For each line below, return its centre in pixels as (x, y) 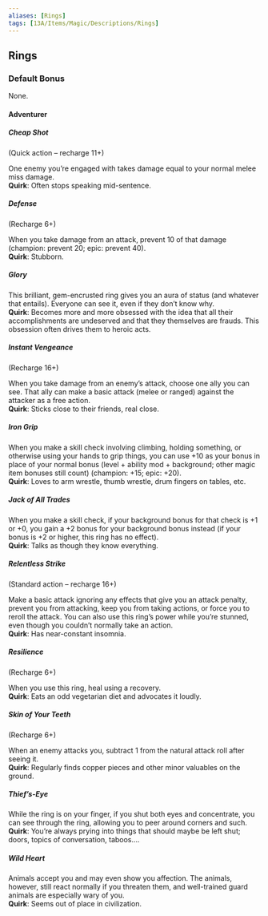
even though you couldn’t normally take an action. (91, 625)
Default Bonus (37, 79)
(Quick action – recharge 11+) (56, 152)
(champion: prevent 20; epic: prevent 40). (77, 248)
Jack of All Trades (39, 500)
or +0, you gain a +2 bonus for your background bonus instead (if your (125, 528)
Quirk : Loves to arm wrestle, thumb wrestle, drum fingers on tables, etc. (127, 481)
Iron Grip (23, 427)
